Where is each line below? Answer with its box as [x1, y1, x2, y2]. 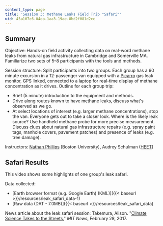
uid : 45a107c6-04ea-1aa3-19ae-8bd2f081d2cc [5, 16, 96, 21]
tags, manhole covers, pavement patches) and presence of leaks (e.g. [12, 129, 154, 135]
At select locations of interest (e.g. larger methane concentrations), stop [12, 109, 159, 114]
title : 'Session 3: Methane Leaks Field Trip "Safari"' [5, 12, 122, 17]
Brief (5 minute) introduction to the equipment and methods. [12, 93, 134, 99]
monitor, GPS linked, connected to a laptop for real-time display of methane [5, 78, 158, 84]
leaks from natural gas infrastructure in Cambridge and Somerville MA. [5, 53, 148, 59]
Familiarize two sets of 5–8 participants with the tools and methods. [5, 58, 142, 64]
